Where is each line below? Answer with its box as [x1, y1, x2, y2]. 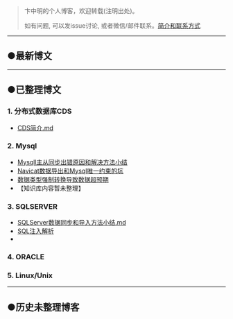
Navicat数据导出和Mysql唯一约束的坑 [17, 166, 123, 175]
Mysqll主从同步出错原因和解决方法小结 [17, 157, 128, 166]
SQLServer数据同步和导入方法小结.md [17, 218, 126, 227]
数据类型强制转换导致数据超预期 [17, 175, 109, 183]
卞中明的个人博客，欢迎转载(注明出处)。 [24, 7, 139, 15]
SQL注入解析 [17, 227, 54, 235]
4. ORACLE [7, 252, 45, 262]
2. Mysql [7, 141, 37, 151]
